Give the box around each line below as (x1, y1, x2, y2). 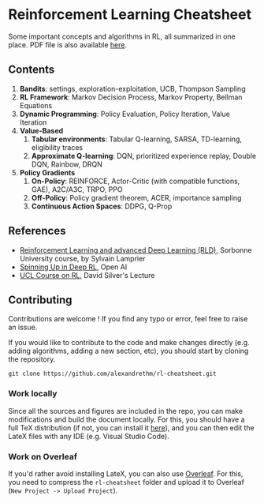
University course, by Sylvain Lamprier (19, 253, 146, 263)
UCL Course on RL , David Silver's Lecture (19, 270, 155, 280)
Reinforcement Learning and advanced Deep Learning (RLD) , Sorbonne (19, 245, 252, 254)
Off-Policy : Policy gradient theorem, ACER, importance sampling (31, 193, 242, 202)
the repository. (8, 355, 56, 364)
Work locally (8, 389, 58, 400)
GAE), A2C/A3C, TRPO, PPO (31, 184, 124, 194)
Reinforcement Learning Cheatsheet (8, 6, 252, 24)
